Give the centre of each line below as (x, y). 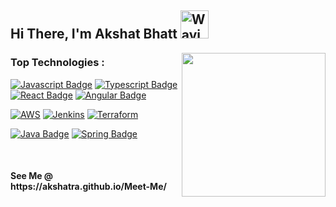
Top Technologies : (57, 63)
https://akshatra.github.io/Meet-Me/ (88, 187)
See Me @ (32, 176)
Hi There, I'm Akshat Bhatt (94, 34)
